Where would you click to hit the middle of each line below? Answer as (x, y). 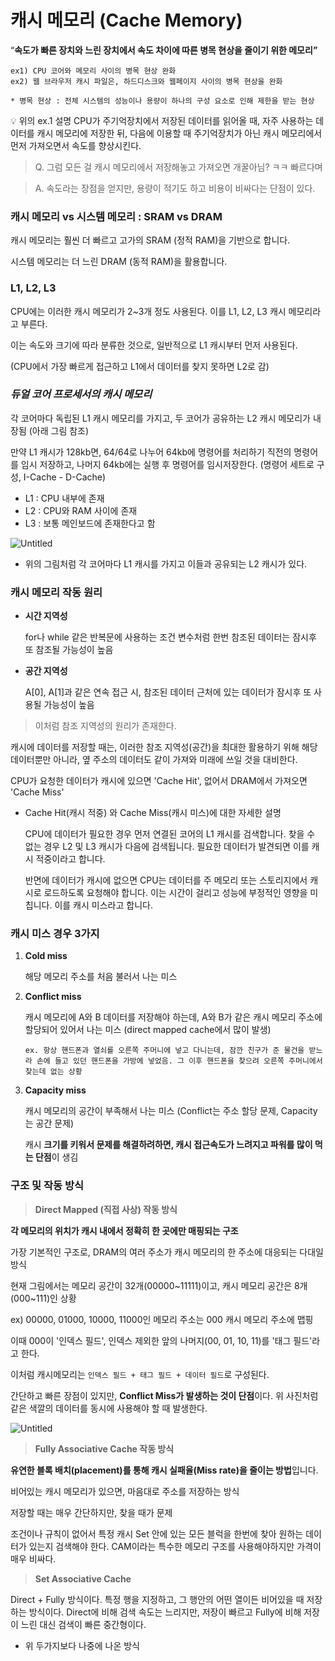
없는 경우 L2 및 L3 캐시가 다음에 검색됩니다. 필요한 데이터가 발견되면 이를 (167, 847)
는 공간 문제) (49, 1123)
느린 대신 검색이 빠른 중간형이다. (83, 1624)
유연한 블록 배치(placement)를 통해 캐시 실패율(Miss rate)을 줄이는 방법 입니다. (164, 1470)
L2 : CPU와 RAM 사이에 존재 (81, 510)
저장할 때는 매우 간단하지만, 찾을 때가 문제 (91, 1512)
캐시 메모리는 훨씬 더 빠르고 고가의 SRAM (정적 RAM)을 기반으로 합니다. (150, 240)
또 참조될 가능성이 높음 (69, 650)
